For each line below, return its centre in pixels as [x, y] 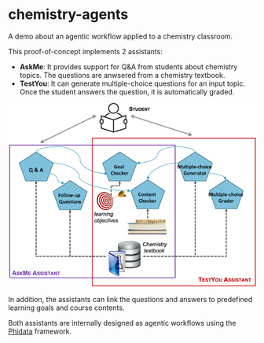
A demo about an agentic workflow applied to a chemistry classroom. [121, 36]
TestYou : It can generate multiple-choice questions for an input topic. [132, 83]
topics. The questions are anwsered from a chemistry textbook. [122, 75]
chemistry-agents [68, 15]
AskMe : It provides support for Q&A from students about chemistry [128, 66]
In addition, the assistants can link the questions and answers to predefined [130, 299]
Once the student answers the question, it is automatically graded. [127, 91]
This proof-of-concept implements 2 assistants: [85, 51]
